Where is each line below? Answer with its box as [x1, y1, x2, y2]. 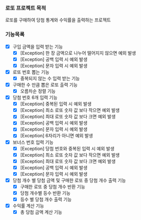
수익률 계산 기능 [12, 203, 44, 209]
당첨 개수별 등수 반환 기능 [20, 190, 71, 196]
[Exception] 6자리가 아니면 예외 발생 [20, 133, 93, 139]
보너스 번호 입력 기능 [12, 139, 54, 145]
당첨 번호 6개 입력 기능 [12, 95, 58, 101]
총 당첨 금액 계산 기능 [20, 209, 62, 215]
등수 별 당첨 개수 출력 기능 [20, 197, 72, 203]
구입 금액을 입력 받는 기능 [12, 43, 63, 49]
